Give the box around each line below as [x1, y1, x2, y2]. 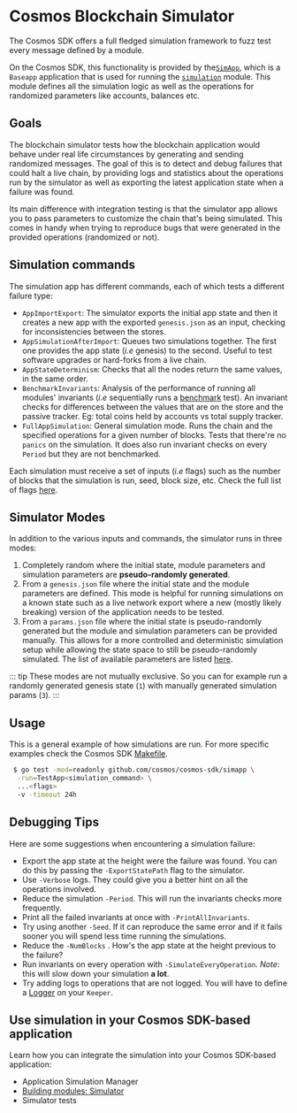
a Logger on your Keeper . [21, 986, 113, 997]
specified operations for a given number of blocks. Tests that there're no [21, 429, 287, 440]
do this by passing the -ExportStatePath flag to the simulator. [21, 864, 245, 875]
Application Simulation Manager [21, 1077, 139, 1087]
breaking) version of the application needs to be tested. [21, 607, 225, 618]
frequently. [21, 902, 62, 913]
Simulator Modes [9, 510, 106, 525]
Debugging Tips [9, 815, 100, 830]
